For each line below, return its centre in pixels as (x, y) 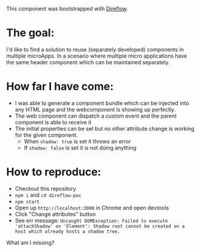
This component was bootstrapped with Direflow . (67, 9)
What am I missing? (31, 242)
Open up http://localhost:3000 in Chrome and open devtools (92, 208)
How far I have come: (60, 87)
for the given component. (46, 135)
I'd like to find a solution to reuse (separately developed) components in (95, 49)
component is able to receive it (53, 122)
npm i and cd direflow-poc (48, 195)
